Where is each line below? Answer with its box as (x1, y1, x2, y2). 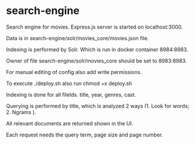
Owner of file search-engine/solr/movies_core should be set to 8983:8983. (6, 57, 187, 64)
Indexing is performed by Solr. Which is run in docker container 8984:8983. (6, 45, 189, 53)
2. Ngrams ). (6, 108, 36, 115)
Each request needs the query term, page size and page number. (6, 131, 163, 138)
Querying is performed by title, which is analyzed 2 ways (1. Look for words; (6, 102, 190, 109)
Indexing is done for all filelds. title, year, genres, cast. (6, 91, 136, 98)
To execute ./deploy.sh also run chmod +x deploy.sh (6, 80, 132, 87)
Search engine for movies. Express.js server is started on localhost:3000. (6, 23, 183, 30)
